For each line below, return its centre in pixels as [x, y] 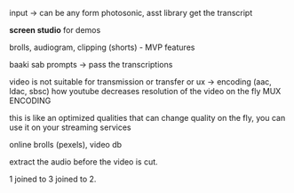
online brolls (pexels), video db [66, 145]
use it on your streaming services [70, 127]
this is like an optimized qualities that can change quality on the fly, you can [147, 118]
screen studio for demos [55, 30]
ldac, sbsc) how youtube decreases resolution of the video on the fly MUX [145, 91]
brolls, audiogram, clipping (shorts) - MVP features [102, 47]
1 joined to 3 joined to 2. [53, 179]
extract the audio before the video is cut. [83, 162]
